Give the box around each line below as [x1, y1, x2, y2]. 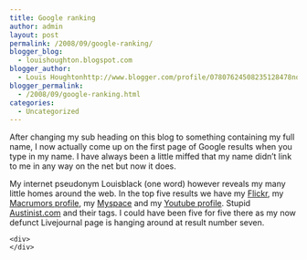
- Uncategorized [17, 107, 79, 116]
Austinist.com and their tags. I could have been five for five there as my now [9, 207, 297, 219]
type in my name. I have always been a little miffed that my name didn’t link [9, 151, 292, 162]
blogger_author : [9, 65, 71, 74]
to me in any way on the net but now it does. [9, 161, 176, 172]
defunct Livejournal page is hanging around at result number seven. [9, 217, 265, 228]
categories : [9, 98, 55, 108]
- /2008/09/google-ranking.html [17, 89, 142, 99]
